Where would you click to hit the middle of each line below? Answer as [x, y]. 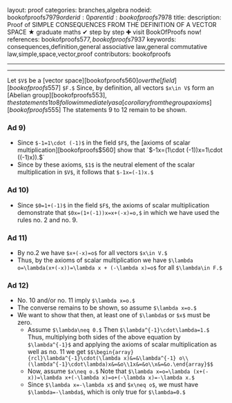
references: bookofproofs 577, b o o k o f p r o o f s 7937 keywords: [92, 39]
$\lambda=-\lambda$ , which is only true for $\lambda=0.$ [106, 392]
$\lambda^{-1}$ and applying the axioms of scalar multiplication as [122, 344]
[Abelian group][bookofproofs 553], [57, 95]
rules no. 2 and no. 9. [47, 220]
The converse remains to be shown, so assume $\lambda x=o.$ [107, 308]
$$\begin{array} [110, 353]
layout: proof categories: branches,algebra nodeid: [79, 10]
